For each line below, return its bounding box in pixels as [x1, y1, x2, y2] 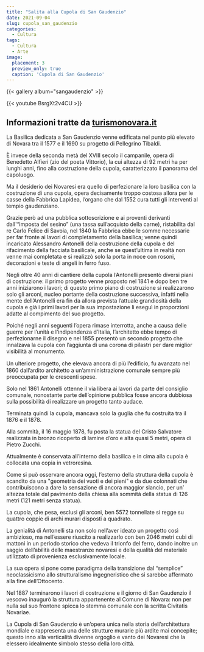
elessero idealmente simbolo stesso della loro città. [6, 640, 135, 647]
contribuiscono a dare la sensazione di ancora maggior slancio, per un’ [6, 484, 185, 491]
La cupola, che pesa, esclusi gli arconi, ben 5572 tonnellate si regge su [6, 509, 185, 516]
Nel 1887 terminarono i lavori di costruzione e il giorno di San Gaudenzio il [6, 589, 192, 597]
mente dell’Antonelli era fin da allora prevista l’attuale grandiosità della [6, 297, 181, 304]
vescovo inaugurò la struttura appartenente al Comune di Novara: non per [6, 596, 192, 603]
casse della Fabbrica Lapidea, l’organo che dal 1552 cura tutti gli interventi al [6, 196, 198, 203]
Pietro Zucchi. [6, 441, 41, 448]
